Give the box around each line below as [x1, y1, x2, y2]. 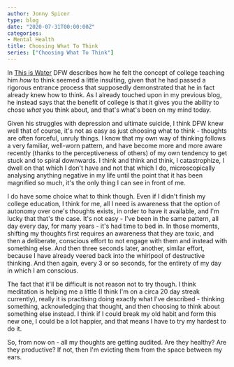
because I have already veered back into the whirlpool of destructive [7, 251, 205, 259]
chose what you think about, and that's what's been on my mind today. [7, 106, 212, 114]
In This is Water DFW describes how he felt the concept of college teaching [7, 68, 225, 77]
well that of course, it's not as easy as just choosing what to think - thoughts [7, 127, 227, 135]
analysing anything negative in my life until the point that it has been [7, 171, 203, 179]
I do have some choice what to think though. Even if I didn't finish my [7, 192, 206, 200]
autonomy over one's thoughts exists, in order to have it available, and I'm [7, 207, 220, 215]
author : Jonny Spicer [7, 10, 71, 17]
